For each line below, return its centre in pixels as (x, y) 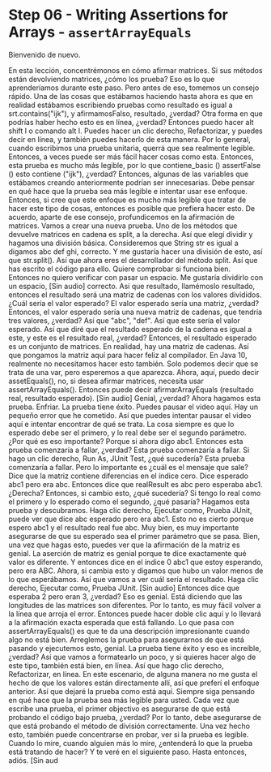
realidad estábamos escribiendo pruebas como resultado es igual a (121, 105)
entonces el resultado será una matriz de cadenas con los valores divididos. (135, 295)
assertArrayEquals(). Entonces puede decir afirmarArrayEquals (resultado (131, 389)
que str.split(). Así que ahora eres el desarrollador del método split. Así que (133, 260)
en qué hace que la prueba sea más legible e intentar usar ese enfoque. (128, 191)
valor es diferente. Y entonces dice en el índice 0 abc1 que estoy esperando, (136, 562)
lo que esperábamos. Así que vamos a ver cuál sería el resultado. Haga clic (133, 579)
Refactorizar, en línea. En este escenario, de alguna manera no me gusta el (133, 674)
